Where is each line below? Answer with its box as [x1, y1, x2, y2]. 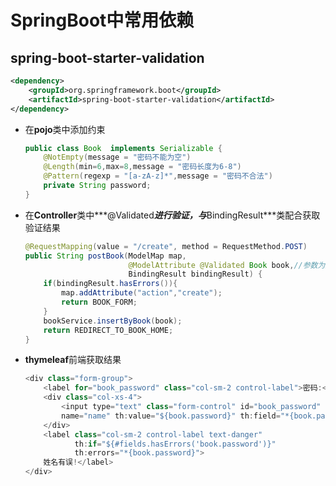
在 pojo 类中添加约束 [24, 123, 106, 135]
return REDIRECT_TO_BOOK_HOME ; [43, 325, 174, 335]
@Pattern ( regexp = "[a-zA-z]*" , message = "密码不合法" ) [43, 171, 273, 181]
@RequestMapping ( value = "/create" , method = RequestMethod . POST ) [24, 241, 308, 251]
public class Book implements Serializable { [24, 143, 223, 153]
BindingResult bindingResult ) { [128, 269, 263, 280]
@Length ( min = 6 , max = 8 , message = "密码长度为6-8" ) [43, 162, 242, 172]
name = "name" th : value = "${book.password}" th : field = [61, 411, 281, 421]
